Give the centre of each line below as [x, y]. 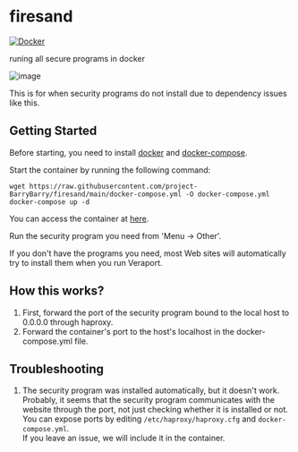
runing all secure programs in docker [77, 58]
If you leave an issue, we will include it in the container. [123, 438]
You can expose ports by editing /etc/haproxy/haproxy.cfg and [139, 419]
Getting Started [53, 131]
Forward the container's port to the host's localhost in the [128, 331]
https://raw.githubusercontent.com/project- [114, 186]
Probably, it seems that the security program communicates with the [149, 400]
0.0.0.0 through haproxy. [68, 322]
